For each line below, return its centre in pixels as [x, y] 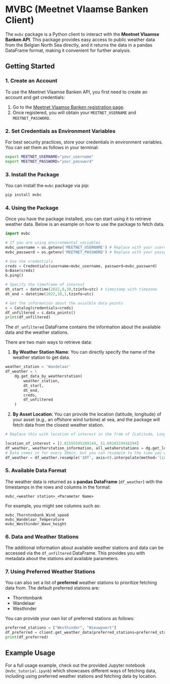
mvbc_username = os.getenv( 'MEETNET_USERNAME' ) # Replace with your [79, 247]
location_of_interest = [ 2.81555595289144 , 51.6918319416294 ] [72, 443]
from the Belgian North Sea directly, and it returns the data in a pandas [79, 45]
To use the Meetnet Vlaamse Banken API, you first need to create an [76, 92]
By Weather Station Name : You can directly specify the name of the [84, 352]
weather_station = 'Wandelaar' [38, 367]
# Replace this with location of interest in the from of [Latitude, [80, 434]
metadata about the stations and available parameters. [62, 559]
